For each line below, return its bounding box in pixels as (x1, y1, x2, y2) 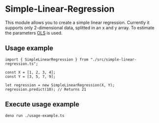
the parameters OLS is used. (5, 30, 63, 36)
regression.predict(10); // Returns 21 (5, 87, 87, 92)
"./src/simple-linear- (90, 57, 137, 62)
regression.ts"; (5, 61, 38, 66)
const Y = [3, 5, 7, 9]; (5, 74, 56, 79)
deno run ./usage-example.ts (5, 113, 65, 118)
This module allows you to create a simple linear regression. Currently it (5, 20, 150, 25)
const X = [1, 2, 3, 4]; (5, 70, 56, 75)
